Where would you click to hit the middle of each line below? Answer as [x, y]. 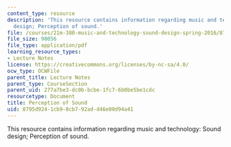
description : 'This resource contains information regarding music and [112, 20]
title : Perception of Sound [47, 103]
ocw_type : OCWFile [33, 71]
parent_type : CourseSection [47, 84]
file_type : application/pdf [47, 45]
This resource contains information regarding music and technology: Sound [114, 128]
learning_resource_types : [44, 52]
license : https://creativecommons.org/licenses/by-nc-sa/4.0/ [98, 65]
